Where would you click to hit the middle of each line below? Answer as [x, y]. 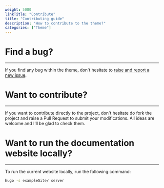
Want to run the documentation [70, 143]
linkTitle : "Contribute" [30, 14]
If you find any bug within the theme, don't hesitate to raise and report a [77, 70]
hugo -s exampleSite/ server [35, 180]
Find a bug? [29, 52]
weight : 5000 [18, 10]
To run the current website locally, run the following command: [68, 171]
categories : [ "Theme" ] [28, 28]
